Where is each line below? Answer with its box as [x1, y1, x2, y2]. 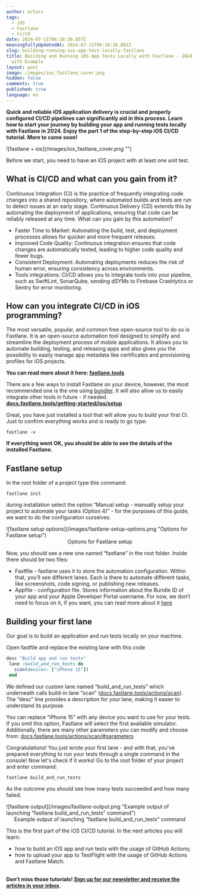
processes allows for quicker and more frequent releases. [14, 233, 156, 240]
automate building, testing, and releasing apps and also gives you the [6, 345, 176, 352]
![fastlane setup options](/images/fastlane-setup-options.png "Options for [6, 525, 188, 532]
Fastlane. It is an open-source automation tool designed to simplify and [6, 332, 180, 340]
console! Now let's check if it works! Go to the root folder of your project [6, 757, 184, 764]
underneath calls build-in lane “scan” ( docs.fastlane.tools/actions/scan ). [6, 689, 183, 696]
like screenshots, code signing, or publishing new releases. [14, 580, 160, 587]
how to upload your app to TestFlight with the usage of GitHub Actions [14, 851, 187, 859]
